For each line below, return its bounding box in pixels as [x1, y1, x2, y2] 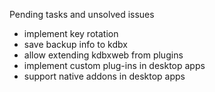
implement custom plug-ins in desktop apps [23, 60, 206, 71]
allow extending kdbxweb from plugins [23, 49, 184, 61]
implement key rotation [23, 28, 119, 39]
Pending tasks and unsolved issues [9, 9, 155, 20]
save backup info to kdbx [23, 39, 128, 50]
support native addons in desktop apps [23, 70, 186, 82]
